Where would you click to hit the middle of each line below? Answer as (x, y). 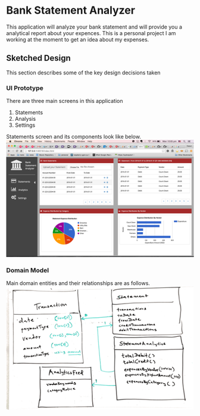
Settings (25, 125)
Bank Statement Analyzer (71, 10)
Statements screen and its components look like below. (74, 137)
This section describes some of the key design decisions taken (83, 73)
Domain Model (28, 270)
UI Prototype (25, 88)
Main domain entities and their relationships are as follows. (78, 283)
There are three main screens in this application (65, 101)
